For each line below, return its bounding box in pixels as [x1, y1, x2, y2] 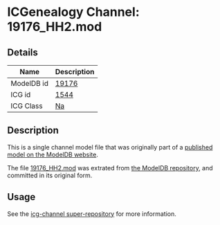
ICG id [10, 90, 31, 99]
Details [7, 46, 38, 58]
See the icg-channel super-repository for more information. [7, 209, 176, 218]
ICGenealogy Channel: [7, 4, 140, 20]
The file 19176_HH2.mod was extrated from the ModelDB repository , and [7, 163, 213, 172]
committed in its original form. [7, 171, 93, 179]
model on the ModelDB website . [7, 150, 99, 159]
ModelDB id [10, 79, 49, 88]
